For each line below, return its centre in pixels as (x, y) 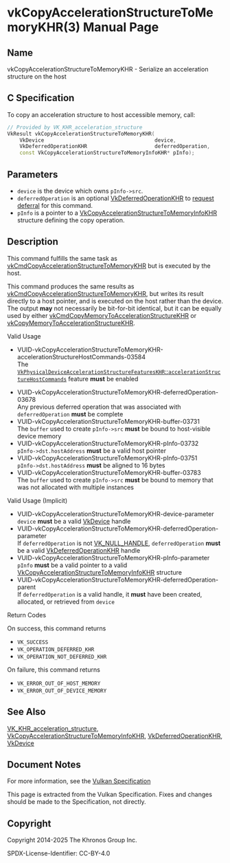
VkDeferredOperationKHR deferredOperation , (115, 147)
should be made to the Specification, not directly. (77, 802)
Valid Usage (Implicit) (37, 500)
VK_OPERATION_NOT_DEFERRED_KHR (62, 657)
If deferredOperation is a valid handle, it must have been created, (110, 594)
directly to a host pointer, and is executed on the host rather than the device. (115, 301)
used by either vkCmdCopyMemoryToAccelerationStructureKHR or (102, 315)
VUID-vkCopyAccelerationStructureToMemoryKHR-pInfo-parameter (113, 557)
